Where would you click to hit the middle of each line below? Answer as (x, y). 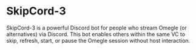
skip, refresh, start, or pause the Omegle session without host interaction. (98, 40)
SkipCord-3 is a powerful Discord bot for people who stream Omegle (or (96, 28)
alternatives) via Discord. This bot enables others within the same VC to (96, 34)
